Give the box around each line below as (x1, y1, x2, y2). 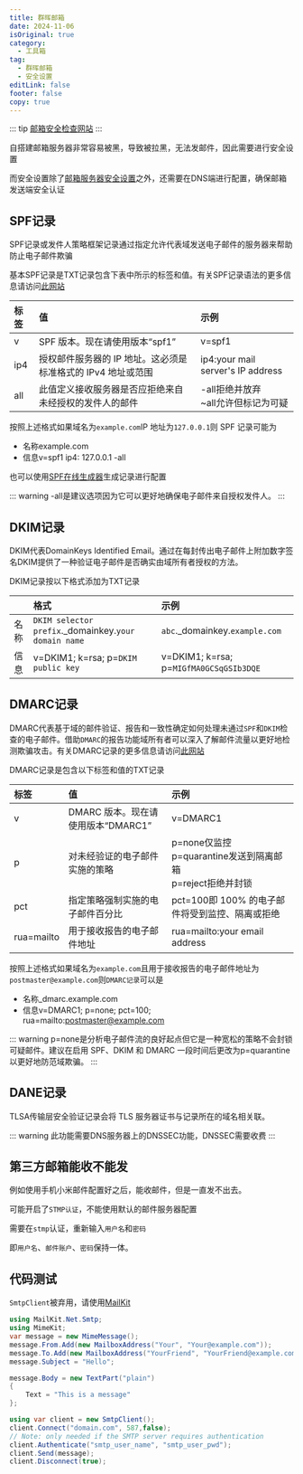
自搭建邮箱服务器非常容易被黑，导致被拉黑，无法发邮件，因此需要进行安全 (9, 142, 286, 154)
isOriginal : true (9, 30, 75, 39)
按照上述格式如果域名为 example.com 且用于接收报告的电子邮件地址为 (9, 962, 260, 973)
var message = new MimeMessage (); (9, 1332, 140, 1341)
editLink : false (9, 80, 70, 90)
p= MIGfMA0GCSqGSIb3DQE (161, 662, 262, 674)
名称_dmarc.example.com (22, 993, 119, 1004)
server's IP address (200, 364, 283, 377)
